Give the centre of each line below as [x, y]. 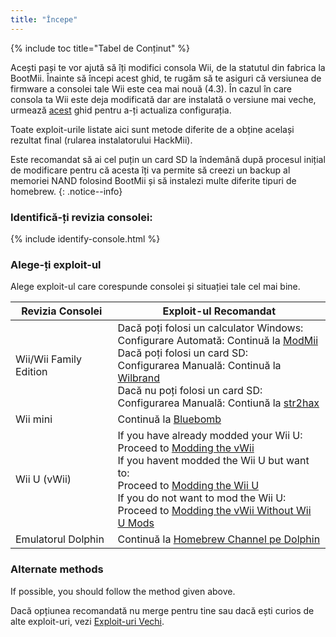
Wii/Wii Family [48, 359]
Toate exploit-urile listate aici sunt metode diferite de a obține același [152, 129]
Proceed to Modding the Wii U [188, 486]
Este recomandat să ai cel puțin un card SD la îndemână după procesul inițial [168, 159]
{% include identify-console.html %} [85, 238]
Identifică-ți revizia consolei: [81, 217]
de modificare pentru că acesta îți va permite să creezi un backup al [150, 170]
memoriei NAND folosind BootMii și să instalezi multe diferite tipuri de [153, 180]
